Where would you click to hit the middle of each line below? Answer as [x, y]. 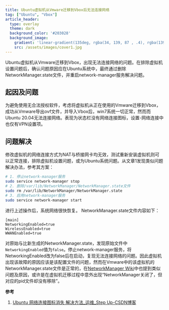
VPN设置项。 [32, 124]
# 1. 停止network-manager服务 [35, 177]
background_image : [29, 38]
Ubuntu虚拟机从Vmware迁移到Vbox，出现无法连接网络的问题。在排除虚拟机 [84, 62]
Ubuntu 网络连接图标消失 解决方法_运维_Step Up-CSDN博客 [74, 302]
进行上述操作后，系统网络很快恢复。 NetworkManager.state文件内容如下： [82, 210]
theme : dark [22, 29]
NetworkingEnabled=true [30, 224]
